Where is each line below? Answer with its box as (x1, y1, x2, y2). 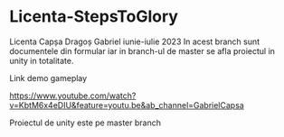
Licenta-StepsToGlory (9, 6, 179, 27)
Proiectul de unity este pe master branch (9, 117, 161, 128)
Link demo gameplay (9, 72, 88, 83)
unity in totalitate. (9, 55, 74, 66)
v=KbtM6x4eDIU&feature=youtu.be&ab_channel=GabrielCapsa (9, 99, 244, 110)
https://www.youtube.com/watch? (9, 90, 137, 101)
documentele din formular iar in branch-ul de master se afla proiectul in (9, 45, 276, 56)
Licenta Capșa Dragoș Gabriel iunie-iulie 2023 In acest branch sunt (9, 36, 260, 47)
